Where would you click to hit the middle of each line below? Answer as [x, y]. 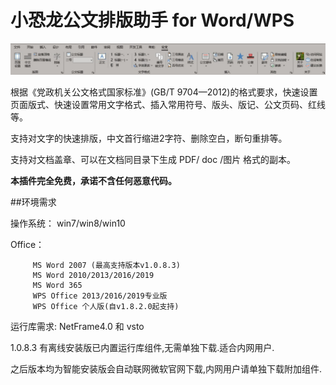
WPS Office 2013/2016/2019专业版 [100, 296]
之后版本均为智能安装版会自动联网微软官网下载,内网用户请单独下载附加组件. [166, 369]
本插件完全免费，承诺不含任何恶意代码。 [93, 181]
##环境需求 [33, 202]
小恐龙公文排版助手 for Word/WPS [152, 20]
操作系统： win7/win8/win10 [68, 223]
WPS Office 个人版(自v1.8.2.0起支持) [106, 307]
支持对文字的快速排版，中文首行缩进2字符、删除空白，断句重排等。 [149, 138]
